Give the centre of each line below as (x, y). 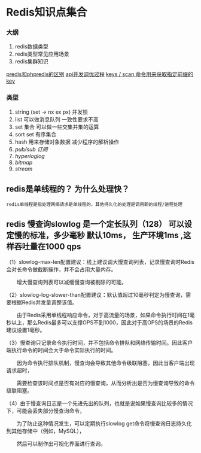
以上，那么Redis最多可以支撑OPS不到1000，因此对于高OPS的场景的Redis (102, 323)
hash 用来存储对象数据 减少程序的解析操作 (67, 142)
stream (24, 169)
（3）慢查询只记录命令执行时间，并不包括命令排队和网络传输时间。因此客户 (100, 343)
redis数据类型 (32, 47)
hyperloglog (30, 156)
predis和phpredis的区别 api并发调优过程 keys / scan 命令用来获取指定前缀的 (100, 74)
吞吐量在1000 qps (48, 246)
